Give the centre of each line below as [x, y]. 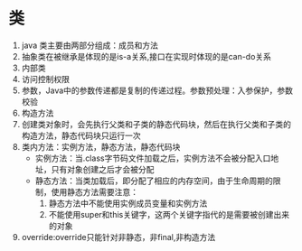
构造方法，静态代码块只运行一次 [81, 135]
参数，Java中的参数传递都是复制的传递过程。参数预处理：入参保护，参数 [157, 90]
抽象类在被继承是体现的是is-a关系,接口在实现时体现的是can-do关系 [146, 56]
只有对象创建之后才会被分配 [103, 169]
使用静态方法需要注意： [95, 191]
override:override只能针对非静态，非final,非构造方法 [118, 237]
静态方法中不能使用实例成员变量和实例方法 [128, 203]
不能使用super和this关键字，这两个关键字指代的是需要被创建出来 [169, 214]
